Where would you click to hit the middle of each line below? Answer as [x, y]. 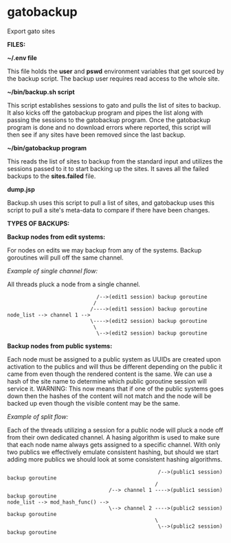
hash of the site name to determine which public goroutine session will [107, 381]
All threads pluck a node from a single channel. [74, 284]
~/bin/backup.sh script [41, 92]
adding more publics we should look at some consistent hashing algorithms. [115, 459]
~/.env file [22, 58]
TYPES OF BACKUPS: [38, 223]
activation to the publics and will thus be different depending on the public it [115, 366]
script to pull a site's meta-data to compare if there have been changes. [109, 210]
